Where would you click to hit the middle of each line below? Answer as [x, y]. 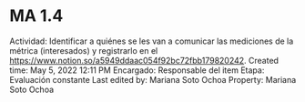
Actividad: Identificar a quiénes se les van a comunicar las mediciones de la [152, 41]
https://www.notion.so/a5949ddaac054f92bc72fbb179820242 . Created [144, 60]
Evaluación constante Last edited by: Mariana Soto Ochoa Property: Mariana [153, 79]
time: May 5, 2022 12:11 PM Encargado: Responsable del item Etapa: [137, 70]
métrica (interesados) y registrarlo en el [84, 50]
